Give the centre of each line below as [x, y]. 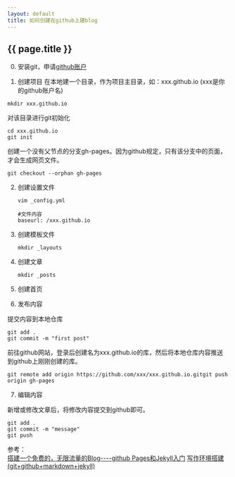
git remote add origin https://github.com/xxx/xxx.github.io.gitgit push [118, 375]
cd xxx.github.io [33, 131]
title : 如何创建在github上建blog [52, 20]
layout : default [31, 14]
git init [20, 137]
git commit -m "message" [44, 429]
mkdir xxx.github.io [38, 104]
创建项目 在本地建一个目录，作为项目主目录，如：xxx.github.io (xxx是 [118, 82]
